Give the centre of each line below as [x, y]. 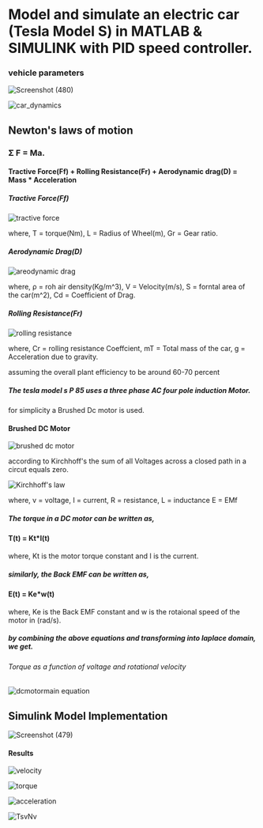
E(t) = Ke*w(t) [32, 594]
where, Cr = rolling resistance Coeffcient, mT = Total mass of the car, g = [127, 349]
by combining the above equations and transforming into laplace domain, [132, 638]
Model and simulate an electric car [124, 15]
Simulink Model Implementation [88, 716]
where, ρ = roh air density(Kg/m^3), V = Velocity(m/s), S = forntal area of [127, 287]
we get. [21, 647]
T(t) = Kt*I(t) [29, 539]
